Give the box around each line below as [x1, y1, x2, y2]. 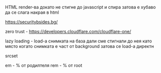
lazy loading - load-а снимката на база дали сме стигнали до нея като [5, 38, 152, 44]
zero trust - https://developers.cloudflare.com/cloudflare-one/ [5, 29, 131, 34]
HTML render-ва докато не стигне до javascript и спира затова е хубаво [5, 4, 156, 10]
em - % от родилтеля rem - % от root [5, 63, 83, 68]
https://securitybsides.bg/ [5, 19, 58, 25]
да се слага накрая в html [5, 9, 59, 15]
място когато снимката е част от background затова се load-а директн [5, 43, 154, 49]
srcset [5, 53, 18, 59]
